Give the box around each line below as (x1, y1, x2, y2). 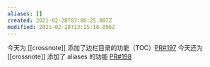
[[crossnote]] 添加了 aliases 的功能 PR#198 (7, 52, 132, 61)
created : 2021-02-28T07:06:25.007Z (7, 17, 112, 24)
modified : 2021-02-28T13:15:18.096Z (7, 23, 115, 30)
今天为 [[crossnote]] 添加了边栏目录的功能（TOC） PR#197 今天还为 (7, 44, 204, 52)
